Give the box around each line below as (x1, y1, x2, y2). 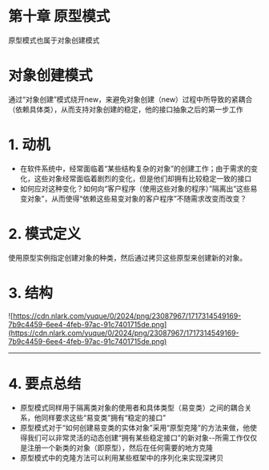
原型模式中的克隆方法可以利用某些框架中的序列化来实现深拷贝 (19, 452, 224, 462)
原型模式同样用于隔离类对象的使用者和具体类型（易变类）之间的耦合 (19, 403, 245, 412)
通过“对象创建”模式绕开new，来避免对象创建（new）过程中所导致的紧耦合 (8, 94, 253, 104)
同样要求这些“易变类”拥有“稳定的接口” (41, 412, 167, 422)
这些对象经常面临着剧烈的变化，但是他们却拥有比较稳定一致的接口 (34, 173, 252, 183)
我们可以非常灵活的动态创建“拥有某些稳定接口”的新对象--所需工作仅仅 (26, 432, 258, 442)
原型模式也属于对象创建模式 (8, 35, 100, 45)
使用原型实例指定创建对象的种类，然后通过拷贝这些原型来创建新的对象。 (8, 253, 247, 262)
